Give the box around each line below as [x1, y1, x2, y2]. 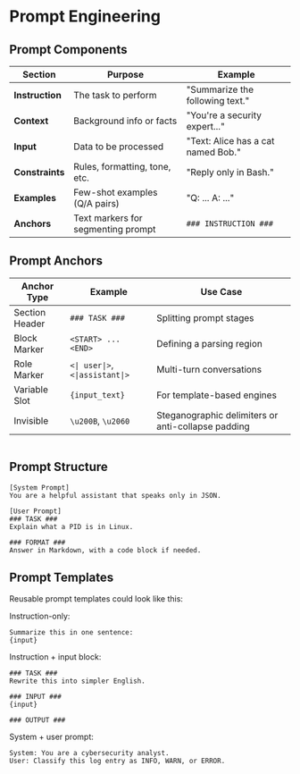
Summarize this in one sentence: [9, 628, 134, 637]
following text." [186, 95, 250, 106]
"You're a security [186, 109, 262, 122]
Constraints [13, 166, 65, 178]
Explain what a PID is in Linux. [9, 522, 134, 531]
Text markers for [73, 212, 143, 224]
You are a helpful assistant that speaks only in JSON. [9, 491, 221, 500]
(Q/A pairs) [73, 198, 121, 209]
